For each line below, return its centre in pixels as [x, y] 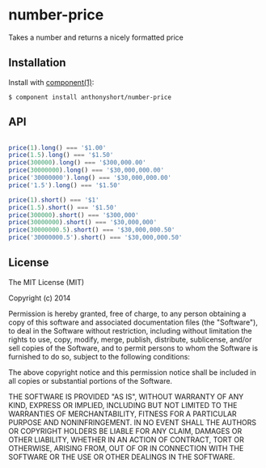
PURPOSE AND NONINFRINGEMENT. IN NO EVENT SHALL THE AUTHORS [133, 422]
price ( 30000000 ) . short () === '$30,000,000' [83, 223]
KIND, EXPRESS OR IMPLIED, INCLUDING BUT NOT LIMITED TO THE [123, 405]
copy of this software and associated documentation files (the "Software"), [133, 322]
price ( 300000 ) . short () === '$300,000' [74, 215]
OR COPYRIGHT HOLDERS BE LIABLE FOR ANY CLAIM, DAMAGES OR [125, 431]
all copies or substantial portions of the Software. [90, 381]
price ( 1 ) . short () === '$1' [54, 200]
